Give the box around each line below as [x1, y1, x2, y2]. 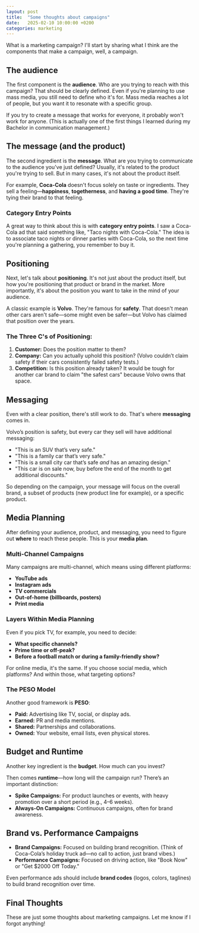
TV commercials [14, 587, 56, 595]
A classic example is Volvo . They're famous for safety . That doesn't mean [6, 305, 188, 312]
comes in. [6, 417, 30, 424]
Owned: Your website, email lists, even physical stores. [14, 730, 150, 737]
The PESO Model [6, 685, 56, 694]
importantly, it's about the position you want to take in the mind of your [6, 287, 179, 294]
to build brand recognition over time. [6, 881, 96, 888]
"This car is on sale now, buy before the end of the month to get [14, 465, 172, 472]
